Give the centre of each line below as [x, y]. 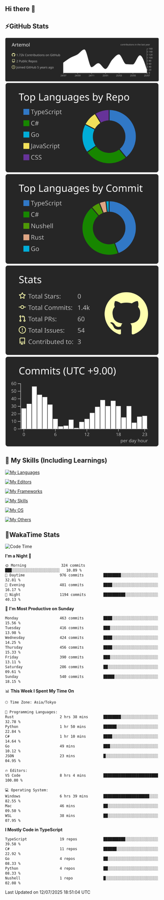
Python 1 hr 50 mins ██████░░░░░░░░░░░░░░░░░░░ [82, 727]
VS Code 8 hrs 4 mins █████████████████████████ [82, 776]
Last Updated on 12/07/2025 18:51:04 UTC [48, 892]
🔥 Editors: [16, 771]
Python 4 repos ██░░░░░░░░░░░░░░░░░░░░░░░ [82, 869]
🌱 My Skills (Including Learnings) [56, 461]
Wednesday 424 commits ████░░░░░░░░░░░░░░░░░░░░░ [82, 638]
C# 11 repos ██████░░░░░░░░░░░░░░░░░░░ [82, 849]
